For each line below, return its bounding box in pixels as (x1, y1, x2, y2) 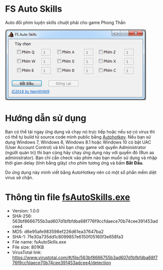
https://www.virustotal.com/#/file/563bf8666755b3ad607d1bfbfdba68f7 (12, 254, 158, 260)
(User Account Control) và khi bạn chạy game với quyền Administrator (5, 144, 146, 150)
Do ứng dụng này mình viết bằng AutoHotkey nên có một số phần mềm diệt (5, 169, 157, 175)
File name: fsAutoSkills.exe (12, 239, 67, 245)
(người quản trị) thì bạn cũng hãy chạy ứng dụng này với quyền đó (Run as (5, 149, 155, 155)
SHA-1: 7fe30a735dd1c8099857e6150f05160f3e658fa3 (12, 233, 123, 240)
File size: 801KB (12, 244, 44, 250)
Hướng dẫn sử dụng (5, 113, 86, 124)
